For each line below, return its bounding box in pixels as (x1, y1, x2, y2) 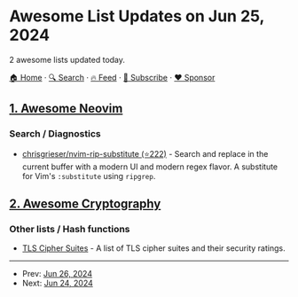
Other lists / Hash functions (9, 223, 130, 235)
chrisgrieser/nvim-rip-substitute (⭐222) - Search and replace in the (21, 148, 269, 159)
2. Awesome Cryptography (9, 197, 161, 212)
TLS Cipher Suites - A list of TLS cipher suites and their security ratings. (21, 243, 286, 254)
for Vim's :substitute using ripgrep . (21, 170, 156, 181)
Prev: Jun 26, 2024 (21, 269, 93, 279)
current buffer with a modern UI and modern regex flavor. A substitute (21, 161, 278, 172)
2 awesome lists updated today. (9, 54, 126, 65)
